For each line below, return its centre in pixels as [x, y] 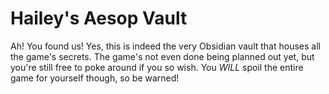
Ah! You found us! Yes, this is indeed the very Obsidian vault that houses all [165, 46]
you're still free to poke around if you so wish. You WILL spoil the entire [157, 67]
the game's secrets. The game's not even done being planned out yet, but [162, 56]
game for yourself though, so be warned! [95, 78]
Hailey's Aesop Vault [99, 18]
